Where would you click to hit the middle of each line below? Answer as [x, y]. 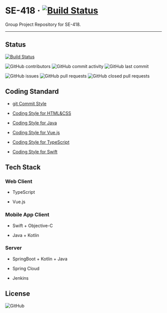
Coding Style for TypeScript [41, 142]
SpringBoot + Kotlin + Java [40, 259]
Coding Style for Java [35, 123]
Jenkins [20, 278]
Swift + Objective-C [33, 226]
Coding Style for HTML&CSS [42, 113]
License [18, 294]
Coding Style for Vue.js [36, 132]
